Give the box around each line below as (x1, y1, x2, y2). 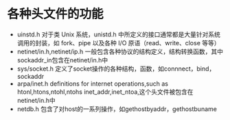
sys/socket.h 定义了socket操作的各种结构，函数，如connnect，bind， (16, 64, 216, 73)
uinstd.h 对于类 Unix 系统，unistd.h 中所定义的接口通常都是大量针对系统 (16, 30, 221, 38)
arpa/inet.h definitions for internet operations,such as (16, 80, 168, 88)
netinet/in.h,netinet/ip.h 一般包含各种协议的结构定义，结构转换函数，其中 (16, 47, 223, 56)
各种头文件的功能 (7, 6, 104, 22)
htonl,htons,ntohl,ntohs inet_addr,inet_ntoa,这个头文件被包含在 (16, 87, 194, 96)
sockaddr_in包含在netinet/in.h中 (16, 56, 108, 64)
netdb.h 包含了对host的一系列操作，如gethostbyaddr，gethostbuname (16, 104, 218, 113)
